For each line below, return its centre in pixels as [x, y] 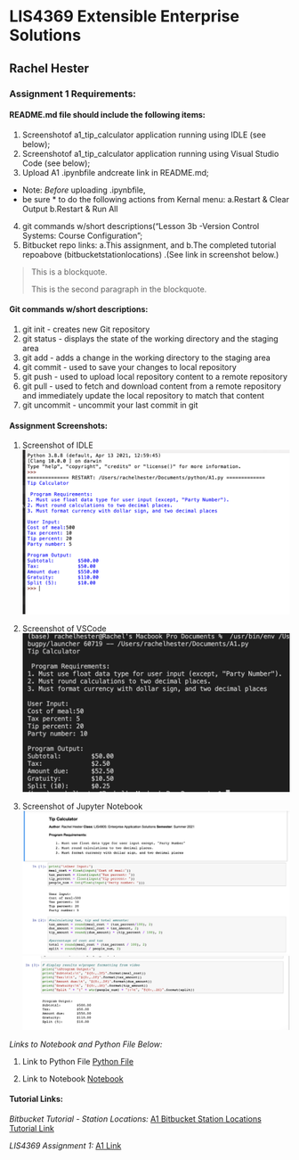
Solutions [45, 35]
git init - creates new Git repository [86, 329]
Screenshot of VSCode [64, 628]
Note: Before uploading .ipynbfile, [84, 190]
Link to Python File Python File [78, 1061]
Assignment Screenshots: [59, 425]
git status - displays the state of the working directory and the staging [150, 338]
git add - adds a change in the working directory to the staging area [146, 358]
